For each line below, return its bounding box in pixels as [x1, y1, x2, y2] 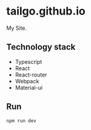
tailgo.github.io [6, 4, 86, 18]
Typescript [15, 58, 42, 65]
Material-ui [15, 84, 43, 91]
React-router [15, 71, 47, 78]
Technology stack [6, 42, 76, 52]
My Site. [6, 24, 27, 32]
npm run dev [6, 117, 36, 124]
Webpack [15, 77, 39, 84]
